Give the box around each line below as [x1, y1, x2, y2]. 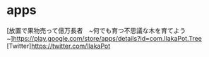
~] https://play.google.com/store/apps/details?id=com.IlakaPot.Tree [6, 34, 203, 42]
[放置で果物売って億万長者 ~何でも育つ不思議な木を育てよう [6, 26, 186, 34]
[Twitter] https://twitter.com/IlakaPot [6, 42, 111, 50]
